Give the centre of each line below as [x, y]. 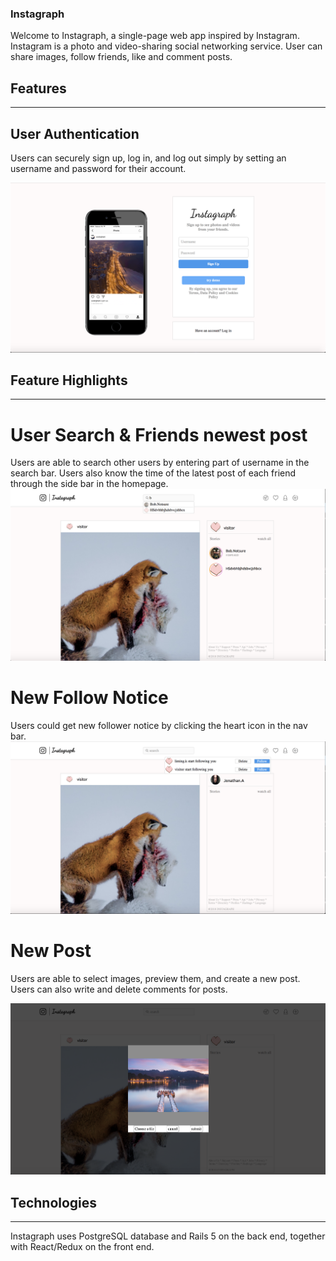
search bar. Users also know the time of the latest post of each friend [153, 473]
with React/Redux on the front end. [82, 1247]
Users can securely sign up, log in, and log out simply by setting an [148, 158]
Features [38, 88]
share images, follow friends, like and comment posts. [121, 57]
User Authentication [75, 133]
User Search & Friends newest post [159, 434]
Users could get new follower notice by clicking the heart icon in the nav [159, 725]
